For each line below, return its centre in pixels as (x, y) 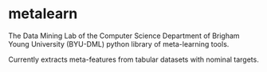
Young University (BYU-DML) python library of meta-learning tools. (119, 44)
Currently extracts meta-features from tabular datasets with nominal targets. (133, 59)
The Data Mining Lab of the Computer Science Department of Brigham (124, 36)
